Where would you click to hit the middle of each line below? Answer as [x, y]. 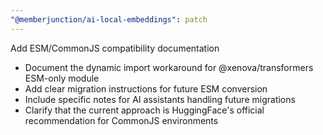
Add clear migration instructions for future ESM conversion [146, 88]
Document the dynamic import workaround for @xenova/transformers [169, 67]
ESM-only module [62, 78]
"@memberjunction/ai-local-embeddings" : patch [109, 19]
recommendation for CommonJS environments [121, 120]
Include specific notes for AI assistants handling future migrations [160, 99]
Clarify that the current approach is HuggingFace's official [144, 110]
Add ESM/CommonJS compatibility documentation [115, 48]
